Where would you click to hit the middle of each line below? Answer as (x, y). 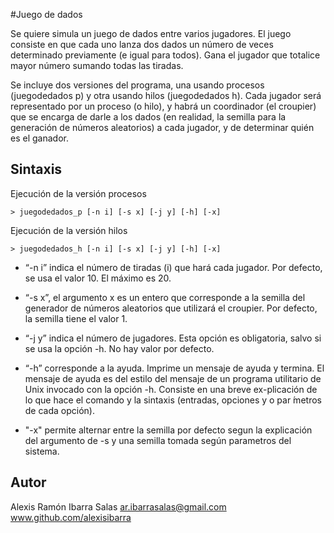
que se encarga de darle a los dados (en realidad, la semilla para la (148, 117)
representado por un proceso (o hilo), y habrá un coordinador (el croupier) (163, 106)
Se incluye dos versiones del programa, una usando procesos (137, 85)
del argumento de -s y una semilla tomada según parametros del (158, 440)
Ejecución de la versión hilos (69, 230)
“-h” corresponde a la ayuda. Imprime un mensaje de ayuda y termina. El (174, 368)
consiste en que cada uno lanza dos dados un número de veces (142, 44)
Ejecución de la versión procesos (78, 193)
